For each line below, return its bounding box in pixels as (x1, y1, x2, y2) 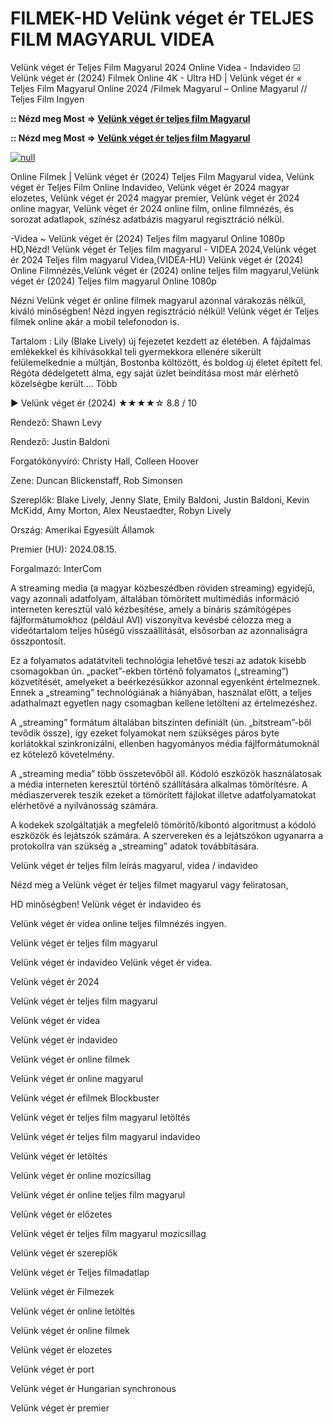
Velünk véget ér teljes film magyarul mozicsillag (10, 1227, 207, 1239)
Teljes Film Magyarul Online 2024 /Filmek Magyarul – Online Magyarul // (10, 82, 308, 94)
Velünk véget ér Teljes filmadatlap (10, 1266, 150, 1278)
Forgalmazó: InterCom (10, 562, 102, 574)
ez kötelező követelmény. (10, 748, 115, 760)
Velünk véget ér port (10, 1363, 95, 1375)
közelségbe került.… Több (10, 377, 118, 389)
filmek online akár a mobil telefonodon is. (10, 315, 180, 327)
